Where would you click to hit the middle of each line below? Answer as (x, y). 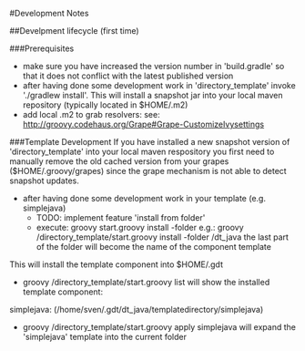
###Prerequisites (42, 48)
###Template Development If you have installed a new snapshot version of (150, 142)
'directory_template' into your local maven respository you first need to (142, 151)
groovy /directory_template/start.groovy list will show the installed (146, 282)
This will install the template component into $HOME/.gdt (116, 264)
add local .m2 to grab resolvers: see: (91, 114)
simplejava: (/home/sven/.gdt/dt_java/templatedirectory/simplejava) (137, 310)
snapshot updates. (44, 181)
